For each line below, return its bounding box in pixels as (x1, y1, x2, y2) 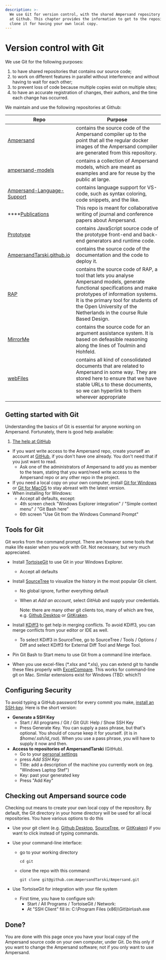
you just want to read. (12, 459, 57, 464)
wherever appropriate (76, 394, 126, 401)
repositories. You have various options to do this (5, 815, 104, 821)
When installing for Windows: (12, 490, 73, 496)
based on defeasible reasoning (76, 336, 148, 343)
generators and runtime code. (86, 238, 155, 244)
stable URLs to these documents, (76, 381, 153, 388)
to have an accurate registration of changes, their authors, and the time (12, 90, 158, 96)
